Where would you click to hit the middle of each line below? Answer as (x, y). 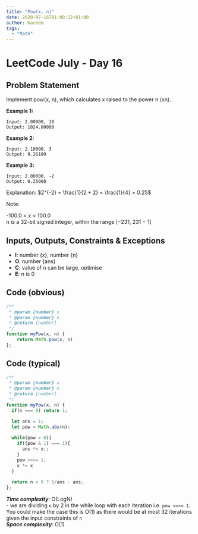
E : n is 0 (25, 274)
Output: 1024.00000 (30, 127)
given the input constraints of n (44, 518)
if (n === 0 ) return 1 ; (40, 410)
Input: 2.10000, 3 (29, 149)
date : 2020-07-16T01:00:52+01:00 (48, 17)
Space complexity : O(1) (36, 524)
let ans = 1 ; (28, 421)
